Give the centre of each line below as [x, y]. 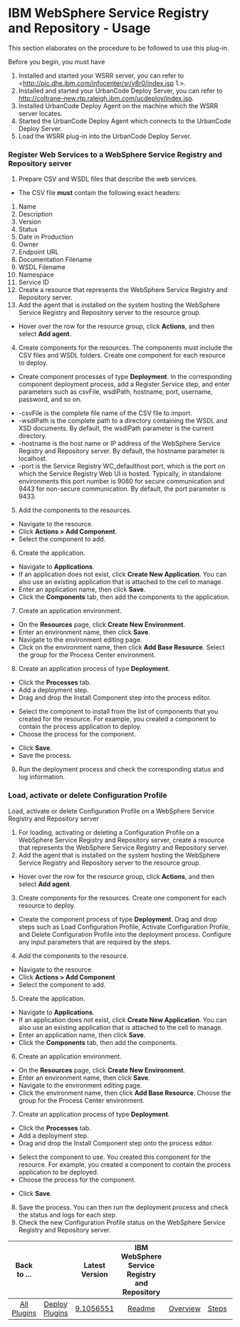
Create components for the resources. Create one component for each [122, 897]
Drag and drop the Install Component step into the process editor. [115, 698]
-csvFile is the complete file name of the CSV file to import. [105, 413]
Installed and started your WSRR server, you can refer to [101, 76]
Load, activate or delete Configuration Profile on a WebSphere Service [111, 811]
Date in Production [46, 237]
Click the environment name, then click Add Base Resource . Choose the [125, 1093]
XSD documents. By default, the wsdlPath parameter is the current [116, 428]
